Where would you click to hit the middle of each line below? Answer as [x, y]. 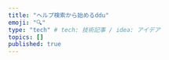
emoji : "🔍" [27, 23]
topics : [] [26, 37]
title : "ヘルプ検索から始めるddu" [59, 15]
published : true [35, 44]
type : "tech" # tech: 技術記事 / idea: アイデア [84, 30]
